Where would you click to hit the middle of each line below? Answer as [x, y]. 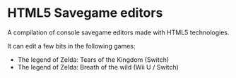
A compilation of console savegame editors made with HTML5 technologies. [118, 32]
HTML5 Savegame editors [85, 13]
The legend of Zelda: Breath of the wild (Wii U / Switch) [98, 67]
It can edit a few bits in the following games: [71, 46]
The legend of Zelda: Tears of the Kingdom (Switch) [93, 59]
